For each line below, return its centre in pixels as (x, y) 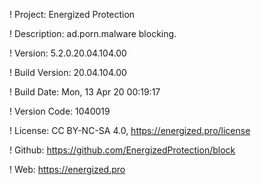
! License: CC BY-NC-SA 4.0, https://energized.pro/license (130, 130)
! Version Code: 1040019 (60, 111)
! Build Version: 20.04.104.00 (68, 72)
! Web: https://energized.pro (67, 169)
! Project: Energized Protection (72, 14)
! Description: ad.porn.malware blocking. (93, 33)
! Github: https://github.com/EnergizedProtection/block (122, 150)
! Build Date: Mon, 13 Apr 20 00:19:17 (85, 92)
